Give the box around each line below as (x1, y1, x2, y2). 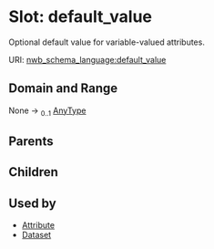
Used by (8, 195, 56, 211)
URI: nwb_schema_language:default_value (8, 54, 167, 65)
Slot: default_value (8, 6, 152, 27)
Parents (8, 133, 54, 149)
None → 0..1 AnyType (8, 105, 87, 118)
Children (8, 164, 58, 180)
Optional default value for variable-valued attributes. (8, 36, 206, 47)
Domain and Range (8, 80, 118, 97)
